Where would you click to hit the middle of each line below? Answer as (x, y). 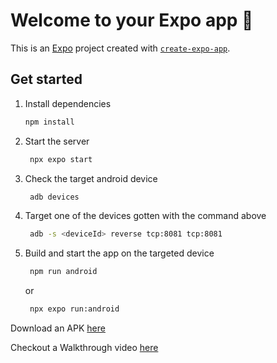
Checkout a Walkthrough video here (84, 347)
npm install (49, 122)
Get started (46, 79)
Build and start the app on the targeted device (119, 253)
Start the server (57, 141)
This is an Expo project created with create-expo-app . (120, 48)
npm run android (63, 272)
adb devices (54, 197)
